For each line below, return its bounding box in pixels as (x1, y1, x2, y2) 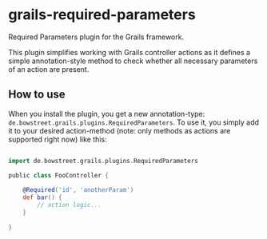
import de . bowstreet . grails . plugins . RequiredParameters (8, 157, 198, 165)
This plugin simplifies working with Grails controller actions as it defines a (8, 47, 250, 57)
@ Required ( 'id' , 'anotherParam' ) (22, 186, 134, 194)
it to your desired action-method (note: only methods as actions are (8, 125, 231, 135)
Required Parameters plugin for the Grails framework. (8, 32, 185, 42)
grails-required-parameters (8, 6, 196, 24)
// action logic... (37, 201, 102, 209)
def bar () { (22, 193, 62, 201)
